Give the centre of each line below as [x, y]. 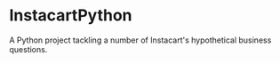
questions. [28, 49]
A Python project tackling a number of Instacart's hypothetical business [140, 40]
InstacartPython [71, 16]
